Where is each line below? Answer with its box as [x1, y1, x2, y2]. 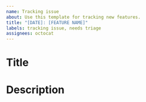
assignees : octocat [6, 31, 54, 37]
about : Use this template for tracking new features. [6, 14, 141, 20]
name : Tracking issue [6, 8, 59, 15]
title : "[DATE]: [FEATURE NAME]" [6, 19, 88, 25]
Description [6, 83, 65, 96]
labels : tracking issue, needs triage [6, 25, 101, 31]
